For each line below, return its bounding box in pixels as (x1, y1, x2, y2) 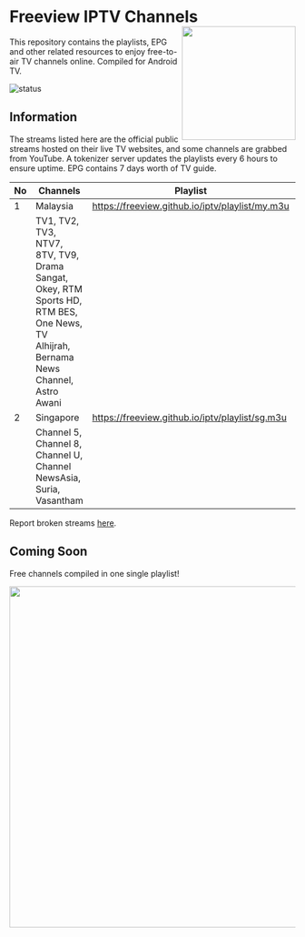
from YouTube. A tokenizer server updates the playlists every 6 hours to (9, 153, 279, 164)
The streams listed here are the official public (9, 134, 179, 145)
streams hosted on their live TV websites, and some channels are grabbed (9, 143, 288, 154)
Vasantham (35, 494, 84, 507)
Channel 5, (35, 426, 83, 438)
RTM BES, (35, 305, 79, 317)
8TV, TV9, (35, 248, 80, 261)
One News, (35, 317, 84, 329)
